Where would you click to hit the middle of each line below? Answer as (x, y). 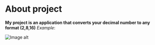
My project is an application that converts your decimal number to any (77, 22)
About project (34, 9)
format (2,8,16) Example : (30, 27)
